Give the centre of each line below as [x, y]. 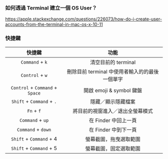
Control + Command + [34, 87]
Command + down [34, 129]
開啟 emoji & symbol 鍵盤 [113, 90]
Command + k [34, 62]
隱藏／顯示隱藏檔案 [113, 101]
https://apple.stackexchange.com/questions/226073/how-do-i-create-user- [84, 19]
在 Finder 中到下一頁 [113, 129]
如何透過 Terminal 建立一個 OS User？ [51, 7]
